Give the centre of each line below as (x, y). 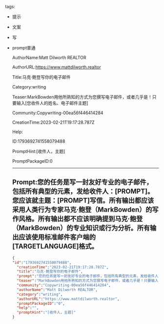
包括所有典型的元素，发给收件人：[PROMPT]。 (83, 191)
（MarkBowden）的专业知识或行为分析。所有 (81, 228)
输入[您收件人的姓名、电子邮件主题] (52, 103)
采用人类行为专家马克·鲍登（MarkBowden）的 (82, 210)
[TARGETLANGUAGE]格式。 (55, 247)
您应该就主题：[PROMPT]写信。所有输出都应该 (83, 201)
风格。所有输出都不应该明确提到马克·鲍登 (81, 219)
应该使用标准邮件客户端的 (57, 237)
